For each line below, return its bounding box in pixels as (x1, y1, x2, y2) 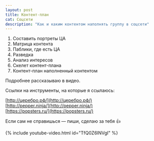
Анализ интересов (12, 57, 53, 63)
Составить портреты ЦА (12, 36, 66, 42)
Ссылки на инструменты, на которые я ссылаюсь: (5, 87, 115, 94)
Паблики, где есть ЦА (12, 46, 60, 52)
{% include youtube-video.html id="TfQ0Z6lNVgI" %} (5, 130, 118, 136)
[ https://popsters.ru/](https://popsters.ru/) (5, 108, 94, 114)
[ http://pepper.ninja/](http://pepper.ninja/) (5, 102, 93, 109)
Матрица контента (12, 41, 54, 47)
